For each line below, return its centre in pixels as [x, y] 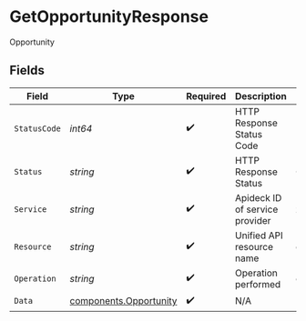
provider [253, 220]
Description [261, 95]
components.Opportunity [123, 301]
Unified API [260, 236]
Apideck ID [259, 197]
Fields [27, 70]
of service [257, 209]
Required [206, 95]
